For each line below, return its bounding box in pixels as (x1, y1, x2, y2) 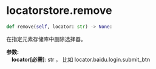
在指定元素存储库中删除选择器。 (6, 35, 86, 42)
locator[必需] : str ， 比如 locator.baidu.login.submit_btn (12, 56, 151, 63)
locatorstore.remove (6, 4, 112, 18)
